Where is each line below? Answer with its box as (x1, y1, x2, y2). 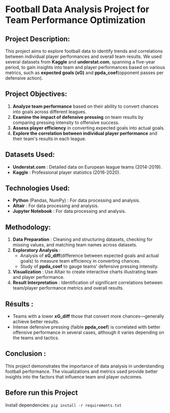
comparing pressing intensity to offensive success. (12, 119, 120, 125)
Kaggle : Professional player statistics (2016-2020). (12, 169, 121, 175)
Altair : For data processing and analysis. (12, 203, 99, 209)
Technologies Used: (5, 184, 70, 193)
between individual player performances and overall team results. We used (5, 53, 162, 59)
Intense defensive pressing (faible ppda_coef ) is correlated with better (12, 324, 161, 330)
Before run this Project (5, 389, 78, 397)
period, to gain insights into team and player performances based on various (5, 65, 165, 70)
